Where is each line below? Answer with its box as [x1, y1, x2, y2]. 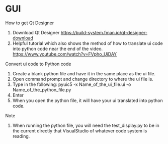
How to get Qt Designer [5, 20, 54, 26]
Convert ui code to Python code [5, 61, 71, 67]
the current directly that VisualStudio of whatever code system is [12, 127, 147, 134]
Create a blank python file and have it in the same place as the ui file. [12, 70, 156, 76]
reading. [12, 133, 30, 139]
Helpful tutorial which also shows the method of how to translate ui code [12, 40, 163, 46]
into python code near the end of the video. [12, 45, 103, 52]
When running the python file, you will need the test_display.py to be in [12, 122, 159, 128]
